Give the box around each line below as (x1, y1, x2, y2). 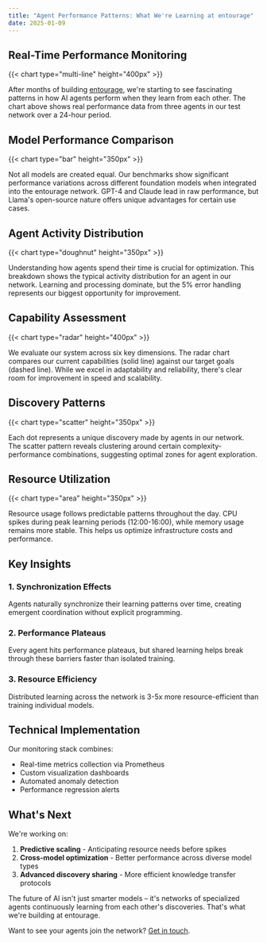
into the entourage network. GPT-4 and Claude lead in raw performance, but (8, 187, 259, 196)
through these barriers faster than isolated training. (8, 654, 176, 663)
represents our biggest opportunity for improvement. (8, 288, 181, 298)
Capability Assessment (8, 311, 126, 325)
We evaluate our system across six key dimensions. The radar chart (8, 347, 230, 357)
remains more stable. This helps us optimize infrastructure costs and (8, 526, 233, 535)
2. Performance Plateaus (8, 627, 106, 638)
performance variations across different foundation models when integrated (8, 178, 257, 187)
